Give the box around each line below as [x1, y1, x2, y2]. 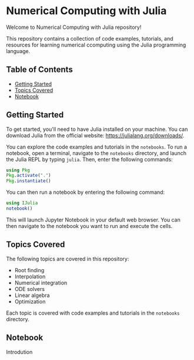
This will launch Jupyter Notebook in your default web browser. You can [6, 216, 180, 223]
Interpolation [14, 273, 46, 280]
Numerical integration [14, 279, 68, 286]
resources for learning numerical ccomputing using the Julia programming [6, 41, 186, 48]
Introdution [6, 348, 33, 355]
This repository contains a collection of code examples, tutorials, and [6, 35, 173, 42]
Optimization [14, 298, 46, 305]
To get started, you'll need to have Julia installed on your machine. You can [6, 125, 188, 133]
